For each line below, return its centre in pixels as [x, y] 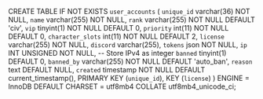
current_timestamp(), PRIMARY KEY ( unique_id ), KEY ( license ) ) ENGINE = [129, 78]
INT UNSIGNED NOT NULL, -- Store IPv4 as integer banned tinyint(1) [117, 53]
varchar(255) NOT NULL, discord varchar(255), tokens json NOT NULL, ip [128, 45]
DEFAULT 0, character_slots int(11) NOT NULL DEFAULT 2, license [117, 36]
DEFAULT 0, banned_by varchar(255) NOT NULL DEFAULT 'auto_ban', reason [130, 61]
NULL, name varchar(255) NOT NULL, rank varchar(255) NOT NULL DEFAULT [131, 20]
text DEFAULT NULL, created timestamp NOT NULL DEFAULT [107, 70]
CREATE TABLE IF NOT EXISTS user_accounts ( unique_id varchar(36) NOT [129, 11]
